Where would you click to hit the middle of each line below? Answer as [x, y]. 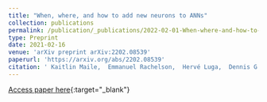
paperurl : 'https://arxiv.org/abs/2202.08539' [87, 60]
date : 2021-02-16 [37, 45]
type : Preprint [33, 38]
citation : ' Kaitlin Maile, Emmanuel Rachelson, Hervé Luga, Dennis [129, 67]
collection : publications [51, 23]
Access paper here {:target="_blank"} [69, 89]
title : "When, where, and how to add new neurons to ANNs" [108, 15]
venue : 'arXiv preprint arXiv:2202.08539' [79, 52]
